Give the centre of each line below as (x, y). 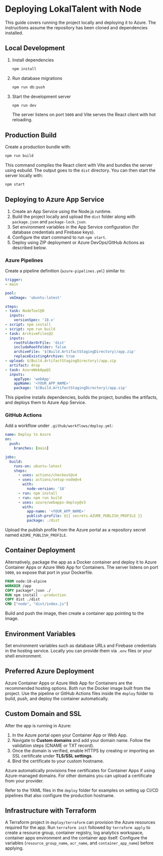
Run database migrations (37, 78)
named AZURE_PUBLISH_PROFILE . (36, 535)
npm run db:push (28, 87)
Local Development (35, 48)
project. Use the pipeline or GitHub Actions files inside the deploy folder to (79, 693)
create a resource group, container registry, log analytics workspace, (74, 833)
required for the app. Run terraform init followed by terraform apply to (78, 828)
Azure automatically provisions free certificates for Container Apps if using (80, 770)
